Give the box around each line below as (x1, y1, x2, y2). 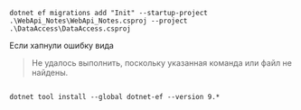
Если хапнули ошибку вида (9, 41, 115, 50)
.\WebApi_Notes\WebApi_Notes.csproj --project (9, 16, 188, 25)
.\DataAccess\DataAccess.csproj (9, 24, 131, 33)
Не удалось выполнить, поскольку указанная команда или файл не (31, 58, 292, 68)
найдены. (31, 68, 69, 78)
